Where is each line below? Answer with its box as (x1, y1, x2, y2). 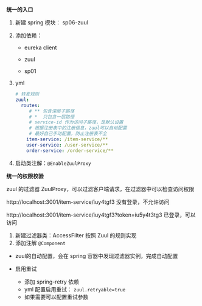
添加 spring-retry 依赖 (24, 278, 79, 285)
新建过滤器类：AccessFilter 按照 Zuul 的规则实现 (15, 231, 137, 239)
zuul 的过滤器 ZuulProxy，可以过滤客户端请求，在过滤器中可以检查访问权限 (6, 185, 195, 192)
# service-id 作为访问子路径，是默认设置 (29, 119, 124, 125)
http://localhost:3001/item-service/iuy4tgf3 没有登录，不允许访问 (6, 198, 170, 206)
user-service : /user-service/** (26, 142, 108, 148)
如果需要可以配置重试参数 (24, 293, 89, 301)
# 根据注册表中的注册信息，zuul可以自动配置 (29, 125, 127, 131)
